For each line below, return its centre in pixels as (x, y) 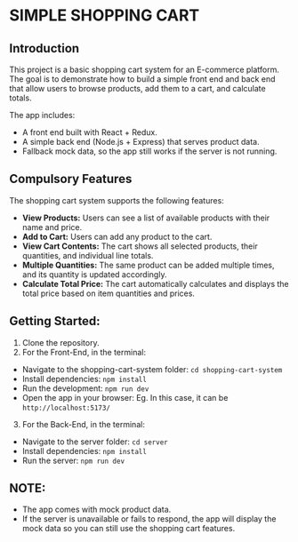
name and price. (52, 227)
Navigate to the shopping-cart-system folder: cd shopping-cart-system (152, 369)
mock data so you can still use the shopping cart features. (129, 529)
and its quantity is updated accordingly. (94, 274)
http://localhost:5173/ (66, 408)
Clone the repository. (60, 342)
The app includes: (42, 115)
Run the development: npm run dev (85, 388)
